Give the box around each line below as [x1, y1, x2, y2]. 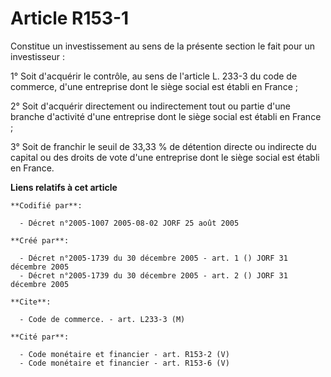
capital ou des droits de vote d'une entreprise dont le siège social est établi [10, 151, 320, 163]
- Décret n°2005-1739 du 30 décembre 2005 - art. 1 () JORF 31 [19, 253, 288, 263]
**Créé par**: [10, 235, 70, 246]
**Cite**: [10, 297, 52, 307]
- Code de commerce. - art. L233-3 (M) [19, 314, 186, 324]
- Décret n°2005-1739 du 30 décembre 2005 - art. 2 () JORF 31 [19, 270, 288, 281]
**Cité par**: [10, 332, 70, 342]
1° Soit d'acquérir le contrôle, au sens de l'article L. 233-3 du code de [10, 70, 298, 82]
